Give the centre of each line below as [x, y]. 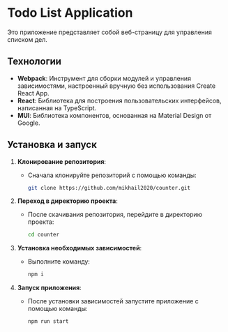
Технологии [34, 62]
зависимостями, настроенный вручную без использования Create [116, 86]
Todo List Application [70, 13]
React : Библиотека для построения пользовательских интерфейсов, [119, 100]
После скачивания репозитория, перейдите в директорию [115, 215]
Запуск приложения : [49, 288]
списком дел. [27, 39]
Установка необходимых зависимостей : [79, 248]
